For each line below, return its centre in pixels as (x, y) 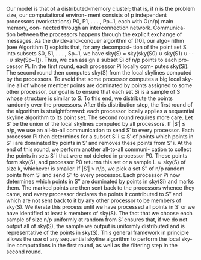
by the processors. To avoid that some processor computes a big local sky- (100, 79)
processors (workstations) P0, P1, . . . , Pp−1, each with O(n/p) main (90, 21)
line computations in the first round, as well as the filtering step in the (92, 245)
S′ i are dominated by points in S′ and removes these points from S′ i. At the (99, 143)
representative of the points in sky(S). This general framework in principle (98, 232)
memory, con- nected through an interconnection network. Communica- (96, 28)
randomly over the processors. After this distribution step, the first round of (100, 104)
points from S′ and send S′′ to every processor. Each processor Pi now (93, 175)
